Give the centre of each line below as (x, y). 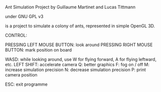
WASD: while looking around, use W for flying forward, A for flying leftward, (81, 59)
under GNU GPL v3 (24, 16)
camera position (21, 75)
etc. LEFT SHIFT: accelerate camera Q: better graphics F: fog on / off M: (77, 64)
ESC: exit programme (26, 84)
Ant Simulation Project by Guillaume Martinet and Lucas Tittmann (70, 7)
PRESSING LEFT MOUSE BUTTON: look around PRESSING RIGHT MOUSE (79, 45)
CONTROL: (16, 35)
